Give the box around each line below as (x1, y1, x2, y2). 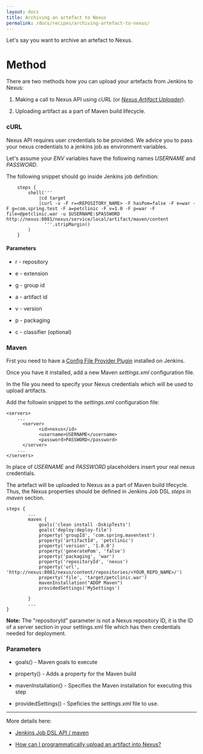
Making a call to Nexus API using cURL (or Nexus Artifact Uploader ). (14, 96, 186, 103)
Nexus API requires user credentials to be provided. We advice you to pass (6, 137, 193, 144)
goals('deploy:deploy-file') (38, 527, 112, 533)
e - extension (14, 269, 48, 277)
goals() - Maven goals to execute (14, 659, 98, 666)
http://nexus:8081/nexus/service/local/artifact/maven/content (6, 216, 169, 222)
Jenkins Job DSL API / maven (14, 729, 89, 736)
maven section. (6, 494, 45, 501)
